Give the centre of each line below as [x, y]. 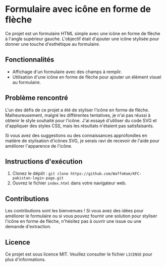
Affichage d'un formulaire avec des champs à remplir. [67, 72]
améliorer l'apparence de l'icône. [39, 146]
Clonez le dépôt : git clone [40, 174]
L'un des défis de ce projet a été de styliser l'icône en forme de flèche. [77, 110]
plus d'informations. [26, 259]
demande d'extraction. [28, 227]
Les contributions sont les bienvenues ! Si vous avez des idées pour [74, 211]
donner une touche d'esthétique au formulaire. [53, 44]
